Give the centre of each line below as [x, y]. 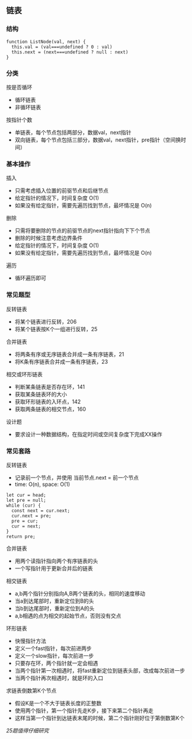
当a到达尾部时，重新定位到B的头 [54, 601]
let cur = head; [26, 495]
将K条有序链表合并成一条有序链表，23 [61, 361]
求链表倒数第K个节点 [31, 690]
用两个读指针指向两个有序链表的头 [56, 561]
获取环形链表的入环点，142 [48, 401]
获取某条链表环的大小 [41, 394]
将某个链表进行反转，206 [46, 321]
